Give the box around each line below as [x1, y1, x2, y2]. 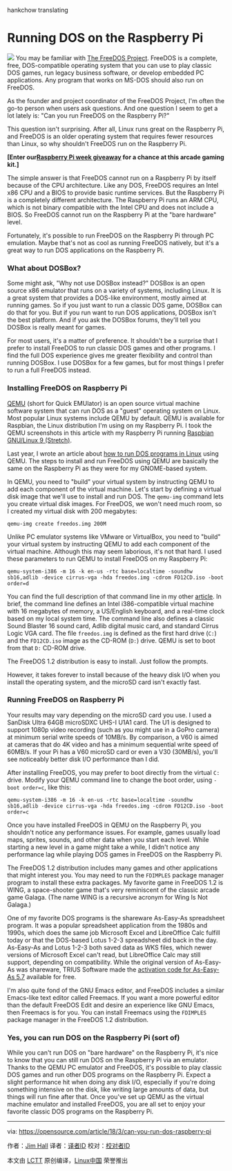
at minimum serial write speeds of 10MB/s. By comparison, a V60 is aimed [7, 733, 218, 741]
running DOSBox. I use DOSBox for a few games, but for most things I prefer [7, 359, 224, 367]
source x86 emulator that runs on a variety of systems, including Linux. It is [7, 287, 222, 295]
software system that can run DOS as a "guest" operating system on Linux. [7, 406, 221, 415]
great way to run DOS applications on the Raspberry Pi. [7, 246, 164, 254]
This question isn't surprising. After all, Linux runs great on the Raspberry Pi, [7, 125, 224, 133]
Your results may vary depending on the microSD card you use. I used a [7, 710, 212, 719]
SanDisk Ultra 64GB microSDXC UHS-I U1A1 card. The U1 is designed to [7, 718, 211, 726]
